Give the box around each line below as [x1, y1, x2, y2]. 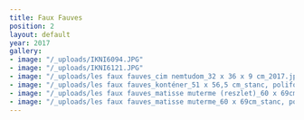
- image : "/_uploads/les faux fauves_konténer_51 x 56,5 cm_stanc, [9, 80, 270, 89]
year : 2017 [9, 38, 51, 48]
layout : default [9, 30, 71, 39]
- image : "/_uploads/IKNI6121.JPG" [9, 64, 144, 73]
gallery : [9, 47, 43, 56]
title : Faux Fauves [9, 13, 83, 23]
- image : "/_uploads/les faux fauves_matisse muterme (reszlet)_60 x [9, 88, 278, 97]
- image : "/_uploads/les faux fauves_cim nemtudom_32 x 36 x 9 [9, 72, 253, 81]
